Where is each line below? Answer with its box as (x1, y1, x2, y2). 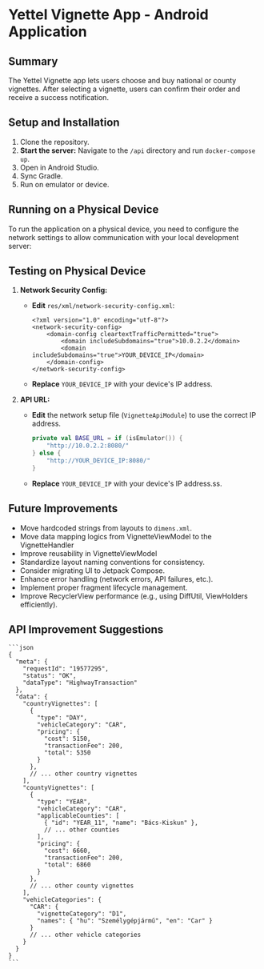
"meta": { (15, 658, 48, 666)
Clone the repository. (19, 137, 90, 146)
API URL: (19, 394, 50, 405)
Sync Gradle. (19, 170, 63, 181)
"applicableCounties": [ (37, 812, 120, 820)
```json (8, 644, 34, 652)
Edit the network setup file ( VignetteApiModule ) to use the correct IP (31, 410, 257, 420)
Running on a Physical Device (8, 202, 159, 217)
